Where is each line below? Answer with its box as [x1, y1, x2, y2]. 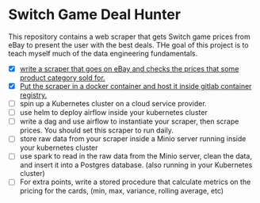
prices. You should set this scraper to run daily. [19, 125, 174, 136]
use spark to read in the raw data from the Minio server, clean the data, [19, 151, 252, 161]
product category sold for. [19, 73, 105, 82]
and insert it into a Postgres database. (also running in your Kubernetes [19, 160, 253, 170]
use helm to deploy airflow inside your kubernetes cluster [19, 108, 208, 117]
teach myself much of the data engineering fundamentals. [8, 48, 198, 58]
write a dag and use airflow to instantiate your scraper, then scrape [19, 117, 239, 126]
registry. [19, 90, 48, 100]
